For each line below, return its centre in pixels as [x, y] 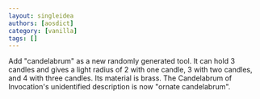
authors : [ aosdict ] [41, 23]
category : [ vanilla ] [43, 31]
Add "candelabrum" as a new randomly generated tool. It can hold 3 [122, 61]
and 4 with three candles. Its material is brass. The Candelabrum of [120, 78]
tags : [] [23, 38]
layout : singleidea [41, 16]
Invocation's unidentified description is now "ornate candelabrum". [120, 87]
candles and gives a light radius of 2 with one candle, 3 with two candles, [130, 70]
